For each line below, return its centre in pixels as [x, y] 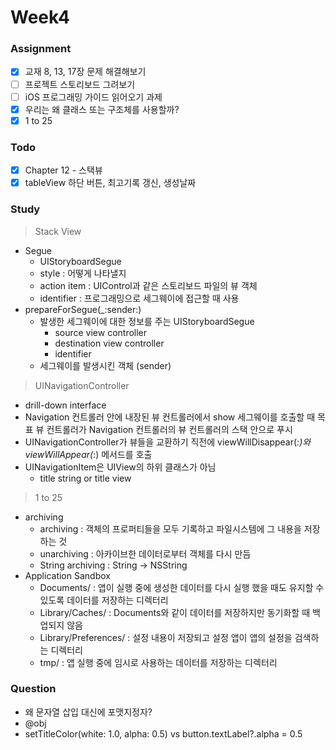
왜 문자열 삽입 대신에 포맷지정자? [88, 712]
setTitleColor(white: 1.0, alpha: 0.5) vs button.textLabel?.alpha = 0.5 [163, 733]
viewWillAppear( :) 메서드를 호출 [88, 454]
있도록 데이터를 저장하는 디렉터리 [104, 600]
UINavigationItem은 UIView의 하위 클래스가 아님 [120, 467]
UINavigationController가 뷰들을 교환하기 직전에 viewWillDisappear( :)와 [168, 442]
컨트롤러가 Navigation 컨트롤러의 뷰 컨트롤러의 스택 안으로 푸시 [169, 429]
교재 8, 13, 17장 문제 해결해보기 [85, 72]
